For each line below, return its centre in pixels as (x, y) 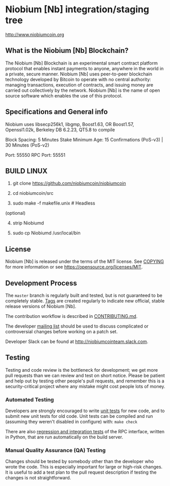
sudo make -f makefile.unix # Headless (54, 203)
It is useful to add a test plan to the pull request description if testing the (81, 472)
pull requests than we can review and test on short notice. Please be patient (85, 375)
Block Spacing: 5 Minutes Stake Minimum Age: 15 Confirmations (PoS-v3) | (84, 139)
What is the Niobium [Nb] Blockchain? (67, 50)
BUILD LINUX (26, 171)
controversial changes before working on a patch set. (62, 331)
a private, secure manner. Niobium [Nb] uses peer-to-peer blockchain (79, 74)
